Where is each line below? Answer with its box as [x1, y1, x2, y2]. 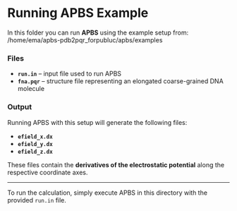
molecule [17, 85, 44, 93]
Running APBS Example [7, 5, 149, 21]
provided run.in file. [7, 195, 67, 204]
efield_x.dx [17, 133, 53, 140]
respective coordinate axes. [7, 168, 88, 176]
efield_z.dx [17, 148, 53, 155]
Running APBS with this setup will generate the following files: [7, 118, 188, 126]
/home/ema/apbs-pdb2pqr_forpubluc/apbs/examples [7, 35, 163, 44]
